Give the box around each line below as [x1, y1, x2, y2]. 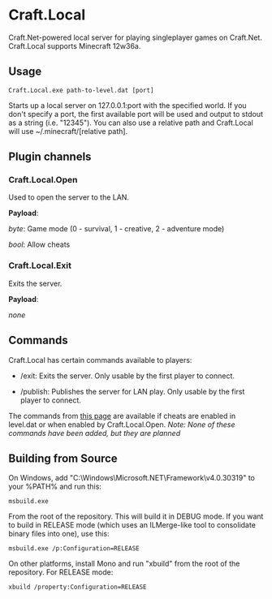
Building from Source [8, 451, 118, 465]
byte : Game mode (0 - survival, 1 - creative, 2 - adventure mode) [8, 224, 225, 234]
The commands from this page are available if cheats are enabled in [8, 411, 236, 420]
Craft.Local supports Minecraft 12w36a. [8, 41, 141, 50]
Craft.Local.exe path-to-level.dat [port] [8, 86, 154, 94]
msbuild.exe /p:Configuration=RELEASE [8, 545, 140, 553]
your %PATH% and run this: [8, 481, 101, 492]
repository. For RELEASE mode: [8, 567, 114, 577]
